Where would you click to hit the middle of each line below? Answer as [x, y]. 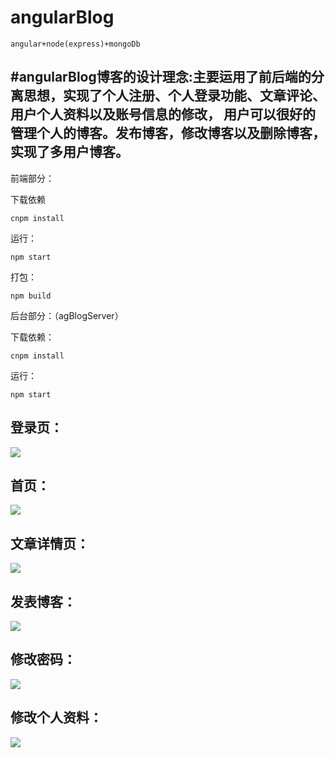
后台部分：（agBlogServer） [67, 315]
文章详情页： [50, 543]
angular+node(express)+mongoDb [75, 44]
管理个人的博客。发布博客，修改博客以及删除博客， [168, 133]
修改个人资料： [56, 717]
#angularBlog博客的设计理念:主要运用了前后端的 [161, 77]
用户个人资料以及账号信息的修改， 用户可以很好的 [163, 114]
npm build [31, 296]
